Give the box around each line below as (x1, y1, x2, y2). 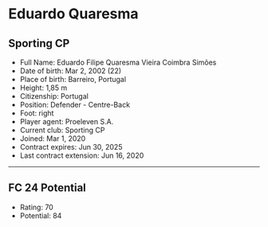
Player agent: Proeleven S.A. (19, 117, 114, 126)
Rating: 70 (19, 202, 53, 212)
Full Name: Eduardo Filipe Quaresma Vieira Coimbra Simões (19, 57, 217, 67)
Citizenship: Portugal (19, 92, 89, 100)
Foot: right (19, 108, 54, 118)
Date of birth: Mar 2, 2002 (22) (19, 66, 122, 76)
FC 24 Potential (8, 181, 86, 195)
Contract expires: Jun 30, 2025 (19, 143, 123, 151)
